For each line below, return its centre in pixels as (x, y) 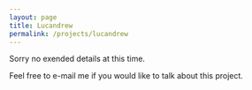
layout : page (33, 17)
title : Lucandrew (41, 26)
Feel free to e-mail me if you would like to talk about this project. (126, 76)
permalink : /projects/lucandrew (69, 34)
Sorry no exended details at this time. (77, 59)
